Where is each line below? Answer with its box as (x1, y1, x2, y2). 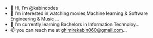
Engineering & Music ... (10, 16, 60, 22)
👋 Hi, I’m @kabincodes (10, 5, 58, 11)
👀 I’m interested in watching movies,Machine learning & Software (10, 10, 148, 16)
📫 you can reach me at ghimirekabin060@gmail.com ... (10, 27, 127, 33)
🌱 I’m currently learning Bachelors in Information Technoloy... (10, 21, 140, 27)
